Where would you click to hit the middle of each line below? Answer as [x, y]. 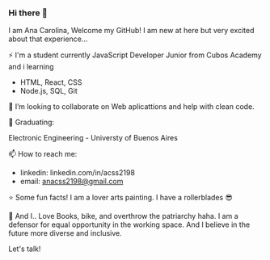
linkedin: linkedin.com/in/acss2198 [78, 173]
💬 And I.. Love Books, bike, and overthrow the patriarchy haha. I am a [123, 216]
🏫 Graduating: [32, 122]
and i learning [31, 67]
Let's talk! [25, 249]
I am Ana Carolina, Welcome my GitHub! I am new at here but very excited [131, 31]
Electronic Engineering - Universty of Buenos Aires [93, 138]
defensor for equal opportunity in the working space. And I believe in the [129, 224]
